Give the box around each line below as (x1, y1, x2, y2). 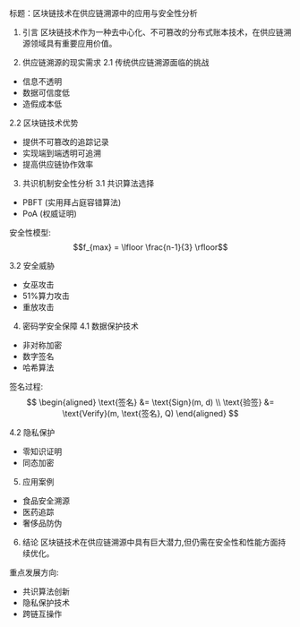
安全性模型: (9, 228, 52, 237)
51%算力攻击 (21, 290, 70, 301)
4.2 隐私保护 (9, 427, 56, 437)
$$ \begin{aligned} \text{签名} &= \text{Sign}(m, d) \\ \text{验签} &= (26, 397, 275, 408)
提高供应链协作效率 (21, 159, 94, 169)
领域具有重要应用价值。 (30, 39, 117, 48)
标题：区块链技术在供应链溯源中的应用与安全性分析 (9, 8, 198, 18)
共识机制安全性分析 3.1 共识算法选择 (21, 178, 155, 188)
